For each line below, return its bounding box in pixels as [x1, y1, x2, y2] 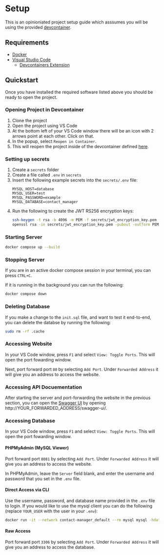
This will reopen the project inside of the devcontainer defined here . [12, 143, 149, 149]
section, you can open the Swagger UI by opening [5, 400, 106, 406]
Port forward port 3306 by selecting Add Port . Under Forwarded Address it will [5, 539, 159, 545]
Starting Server [5, 233, 42, 240]
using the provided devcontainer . [5, 24, 72, 30]
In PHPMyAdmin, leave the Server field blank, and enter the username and [5, 470, 154, 476]
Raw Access [5, 528, 31, 534]
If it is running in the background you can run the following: [5, 282, 124, 288]
